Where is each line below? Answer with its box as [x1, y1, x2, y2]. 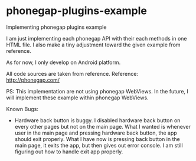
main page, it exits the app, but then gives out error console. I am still [14, 142, 183, 149]
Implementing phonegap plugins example [6, 24, 107, 31]
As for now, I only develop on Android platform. [6, 59, 121, 66]
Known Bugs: [6, 105, 38, 112]
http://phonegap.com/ [6, 76, 60, 83]
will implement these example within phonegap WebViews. [6, 94, 149, 101]
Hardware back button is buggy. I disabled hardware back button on [14, 116, 181, 124]
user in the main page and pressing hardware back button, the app [14, 129, 177, 136]
